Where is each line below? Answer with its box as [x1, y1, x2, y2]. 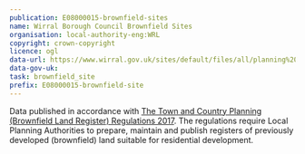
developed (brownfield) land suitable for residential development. [9, 134, 254, 145]
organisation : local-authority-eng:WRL [9, 30, 161, 39]
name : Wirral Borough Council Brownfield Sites [9, 22, 193, 31]
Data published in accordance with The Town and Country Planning [9, 105, 262, 116]
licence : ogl [9, 47, 59, 56]
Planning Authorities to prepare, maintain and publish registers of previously [9, 124, 294, 136]
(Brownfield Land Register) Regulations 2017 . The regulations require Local [9, 115, 289, 126]
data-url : [9, 55, 47, 64]
